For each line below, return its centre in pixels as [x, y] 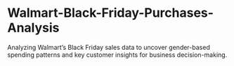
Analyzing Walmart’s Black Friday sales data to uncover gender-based [109, 47]
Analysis [33, 28]
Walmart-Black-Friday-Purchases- [111, 13]
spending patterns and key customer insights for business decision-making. [117, 55]
